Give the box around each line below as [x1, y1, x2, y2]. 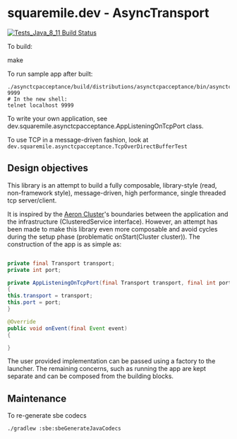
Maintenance [7, 392, 67, 404]
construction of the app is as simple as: [7, 239, 122, 249]
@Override [7, 318, 37, 325]
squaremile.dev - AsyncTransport [7, 5, 209, 21]
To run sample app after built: [7, 69, 93, 78]
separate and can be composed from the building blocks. [7, 372, 174, 380]
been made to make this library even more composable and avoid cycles [7, 224, 218, 233]
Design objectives [7, 162, 88, 174]
